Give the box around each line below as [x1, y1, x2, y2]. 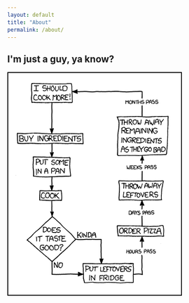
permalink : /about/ [7, 26, 64, 33]
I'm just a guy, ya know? [7, 53, 115, 65]
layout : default [7, 11, 55, 18]
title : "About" [7, 18, 52, 26]
